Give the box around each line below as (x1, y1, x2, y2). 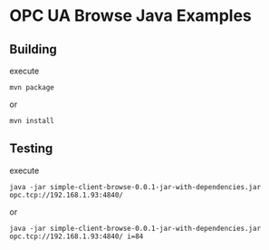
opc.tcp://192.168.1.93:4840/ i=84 (9, 232, 144, 241)
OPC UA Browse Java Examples (9, 5, 252, 26)
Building (9, 42, 57, 57)
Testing (9, 141, 53, 157)
